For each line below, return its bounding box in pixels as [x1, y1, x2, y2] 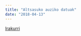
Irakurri [5, 25, 20, 31]
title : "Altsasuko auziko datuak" [5, 7, 77, 12]
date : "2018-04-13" [5, 12, 46, 17]
